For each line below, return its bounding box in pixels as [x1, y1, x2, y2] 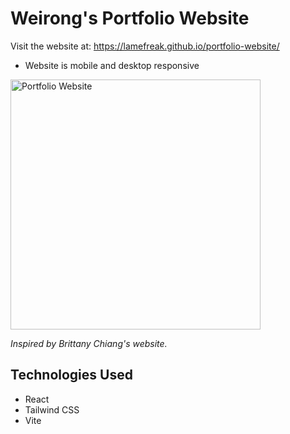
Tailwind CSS [24, 403, 80, 416]
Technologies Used [10, 367, 133, 384]
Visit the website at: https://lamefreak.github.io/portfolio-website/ [10, 40, 280, 52]
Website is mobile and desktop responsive [24, 59, 200, 71]
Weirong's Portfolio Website [10, 7, 250, 30]
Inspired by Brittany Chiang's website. [10, 337, 168, 349]
